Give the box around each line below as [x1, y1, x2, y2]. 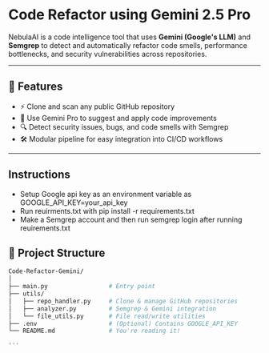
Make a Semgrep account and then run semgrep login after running [19, 215, 243, 224]
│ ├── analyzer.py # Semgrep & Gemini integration [8, 304, 217, 313]
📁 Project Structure [8, 246, 106, 259]
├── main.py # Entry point [8, 283, 156, 291]
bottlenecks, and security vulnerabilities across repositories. [8, 49, 207, 58]
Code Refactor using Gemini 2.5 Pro [8, 6, 251, 24]
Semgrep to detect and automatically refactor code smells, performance [8, 40, 248, 50]
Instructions [8, 168, 70, 182]
